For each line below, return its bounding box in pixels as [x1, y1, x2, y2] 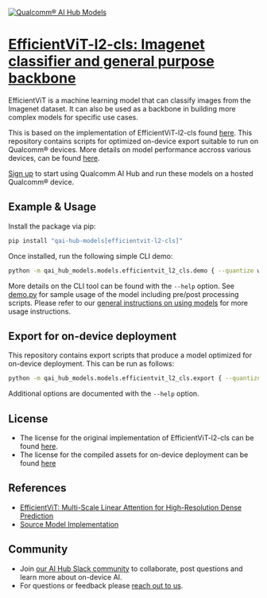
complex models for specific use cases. [8, 112, 139, 122]
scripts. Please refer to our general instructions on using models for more [8, 298, 249, 307]
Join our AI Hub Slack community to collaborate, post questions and [19, 564, 244, 573]
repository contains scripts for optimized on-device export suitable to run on [8, 136, 259, 146]
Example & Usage [8, 200, 97, 214]
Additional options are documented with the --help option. [8, 389, 200, 398]
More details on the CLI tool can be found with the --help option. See [8, 281, 234, 291]
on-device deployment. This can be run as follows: [8, 359, 175, 369]
